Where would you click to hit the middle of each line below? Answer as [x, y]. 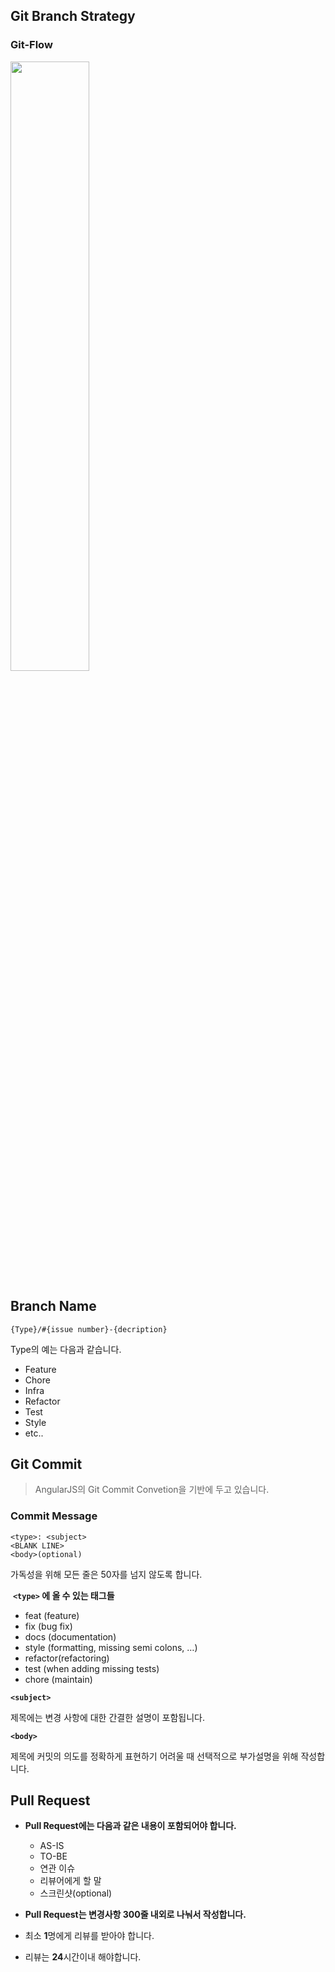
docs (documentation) [70, 1636]
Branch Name [53, 1306]
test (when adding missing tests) [92, 1668]
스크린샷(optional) [76, 1893]
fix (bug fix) [48, 1626]
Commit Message [54, 1516]
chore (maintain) [58, 1679]
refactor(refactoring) [67, 1658]
